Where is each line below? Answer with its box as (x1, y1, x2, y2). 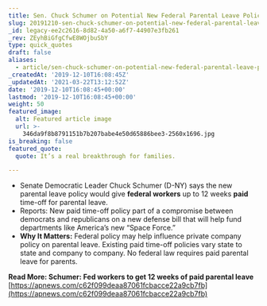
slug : (8, 19, 26, 27)
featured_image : (8, 108, 62, 116)
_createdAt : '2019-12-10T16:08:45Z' (8, 71, 130, 79)
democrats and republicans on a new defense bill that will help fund (19, 215, 242, 224)
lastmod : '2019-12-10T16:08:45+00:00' (8, 93, 137, 101)
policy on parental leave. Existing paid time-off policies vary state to (19, 240, 242, 250)
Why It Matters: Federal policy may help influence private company (19, 231, 242, 241)
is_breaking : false (8, 137, 73, 145)
